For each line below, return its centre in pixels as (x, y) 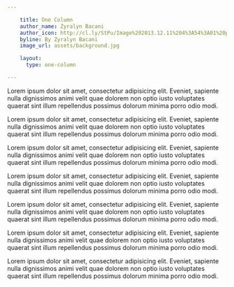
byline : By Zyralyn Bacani (59, 39)
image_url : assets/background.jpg (70, 46)
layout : (31, 59)
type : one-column (51, 65)
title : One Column (46, 20)
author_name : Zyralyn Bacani (62, 26)
